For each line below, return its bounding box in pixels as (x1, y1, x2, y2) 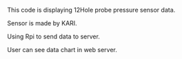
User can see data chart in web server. (7, 46, 117, 54)
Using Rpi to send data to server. (7, 32, 100, 40)
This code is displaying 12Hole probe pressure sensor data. (7, 6, 176, 14)
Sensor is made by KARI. (7, 19, 77, 27)
